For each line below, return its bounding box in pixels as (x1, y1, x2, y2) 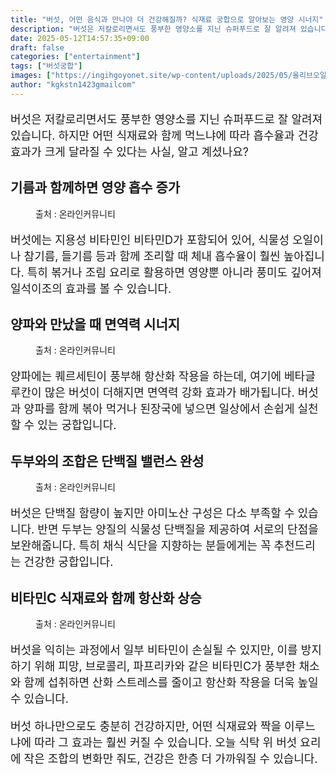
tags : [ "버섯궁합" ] (10, 61, 83, 71)
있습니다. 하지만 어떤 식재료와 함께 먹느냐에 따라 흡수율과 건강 (10, 128, 319, 143)
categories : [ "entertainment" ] (10, 52, 141, 62)
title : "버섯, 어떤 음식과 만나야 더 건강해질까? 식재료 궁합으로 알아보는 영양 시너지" (10, 14, 324, 25)
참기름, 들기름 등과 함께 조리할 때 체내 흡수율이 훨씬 (23, 249, 281, 263)
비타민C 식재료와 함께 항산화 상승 (10, 589, 202, 606)
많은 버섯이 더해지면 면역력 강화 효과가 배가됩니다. (44, 386, 295, 400)
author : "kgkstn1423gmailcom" (10, 80, 137, 90)
